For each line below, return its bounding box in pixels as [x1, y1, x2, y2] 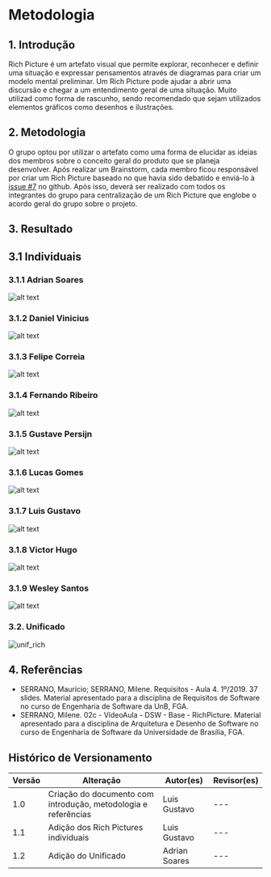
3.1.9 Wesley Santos [8, 583, 90, 594]
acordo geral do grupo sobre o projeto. [8, 198, 138, 208]
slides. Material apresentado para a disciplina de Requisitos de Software [19, 693, 261, 703]
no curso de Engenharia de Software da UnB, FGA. [19, 701, 190, 711]
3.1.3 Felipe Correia [8, 351, 85, 362]
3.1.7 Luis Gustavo [8, 506, 81, 517]
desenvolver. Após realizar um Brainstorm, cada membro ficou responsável [8, 164, 259, 174]
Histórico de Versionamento [8, 751, 152, 765]
